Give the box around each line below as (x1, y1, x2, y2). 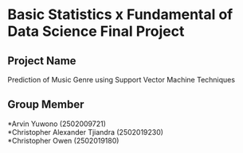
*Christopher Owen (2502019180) (7, 136, 120, 145)
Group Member (7, 98, 84, 112)
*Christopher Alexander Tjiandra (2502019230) (7, 127, 164, 136)
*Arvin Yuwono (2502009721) (7, 119, 107, 128)
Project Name (7, 54, 76, 67)
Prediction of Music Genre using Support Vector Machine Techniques (7, 75, 236, 84)
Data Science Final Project (7, 22, 185, 40)
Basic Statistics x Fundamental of (7, 6, 233, 24)
